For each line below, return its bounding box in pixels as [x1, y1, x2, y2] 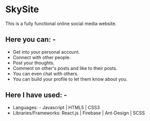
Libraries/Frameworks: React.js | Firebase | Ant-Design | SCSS [12, 110, 145, 116]
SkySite [5, 4, 40, 15]
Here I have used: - [5, 91, 67, 100]
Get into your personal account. [12, 49, 80, 55]
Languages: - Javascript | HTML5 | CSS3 [12, 104, 100, 110]
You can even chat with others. [12, 70, 79, 77]
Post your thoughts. [12, 60, 55, 66]
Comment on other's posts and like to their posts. [12, 65, 118, 71]
